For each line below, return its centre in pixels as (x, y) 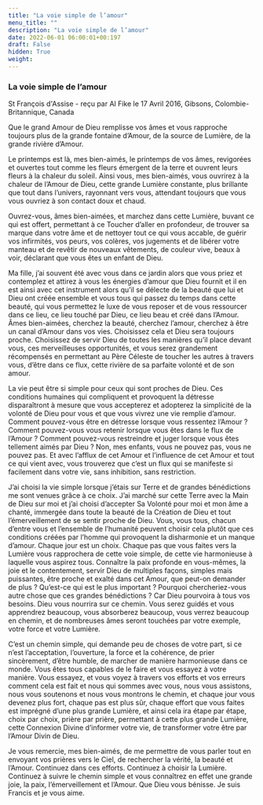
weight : (21, 60)
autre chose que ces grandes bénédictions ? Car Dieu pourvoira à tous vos (129, 596)
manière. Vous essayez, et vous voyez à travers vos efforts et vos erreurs (127, 678)
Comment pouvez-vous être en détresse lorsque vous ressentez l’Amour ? (128, 422)
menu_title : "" (33, 23)
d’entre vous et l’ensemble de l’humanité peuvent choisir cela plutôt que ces (131, 529)
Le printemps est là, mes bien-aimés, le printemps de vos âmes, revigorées (130, 159)
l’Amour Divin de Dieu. (44, 736)
